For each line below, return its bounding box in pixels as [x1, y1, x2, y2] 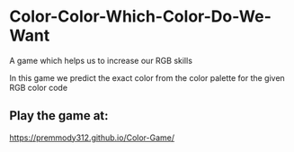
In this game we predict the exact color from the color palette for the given [9, 72, 285, 83]
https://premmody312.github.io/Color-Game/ [9, 132, 175, 143]
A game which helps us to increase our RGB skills [9, 55, 193, 66]
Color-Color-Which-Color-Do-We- [9, 6, 272, 27]
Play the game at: [9, 108, 110, 123]
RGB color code [9, 82, 68, 93]
